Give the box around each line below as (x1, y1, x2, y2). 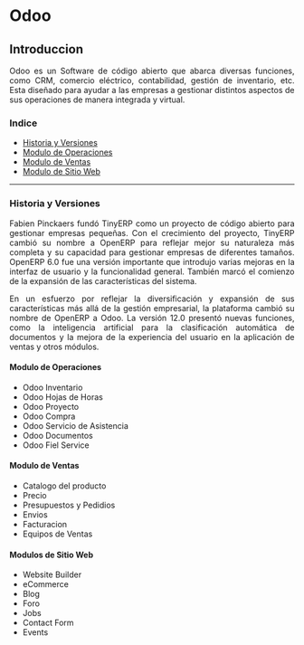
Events (22, 627, 49, 638)
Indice (9, 117, 38, 129)
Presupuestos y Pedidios (22, 499, 116, 510)
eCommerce (22, 579, 70, 590)
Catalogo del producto (22, 480, 107, 491)
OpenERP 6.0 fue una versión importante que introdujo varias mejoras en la (9, 256, 295, 267)
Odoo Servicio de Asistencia (22, 420, 129, 431)
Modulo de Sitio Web (22, 166, 101, 177)
